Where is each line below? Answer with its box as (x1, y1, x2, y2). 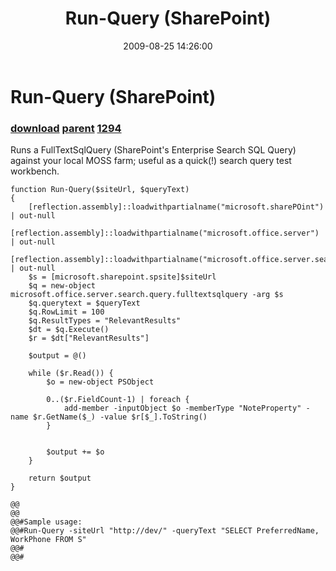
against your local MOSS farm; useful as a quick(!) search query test (10, 155, 292, 167)
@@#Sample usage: (10, 517, 83, 527)
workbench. (10, 165, 60, 177)
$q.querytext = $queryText (28, 298, 141, 309)
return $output (28, 473, 92, 484)
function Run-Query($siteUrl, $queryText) (10, 185, 190, 195)
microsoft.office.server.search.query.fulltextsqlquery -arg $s (10, 290, 284, 300)
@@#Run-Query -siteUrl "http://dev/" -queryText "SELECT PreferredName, (10, 526, 320, 536)
